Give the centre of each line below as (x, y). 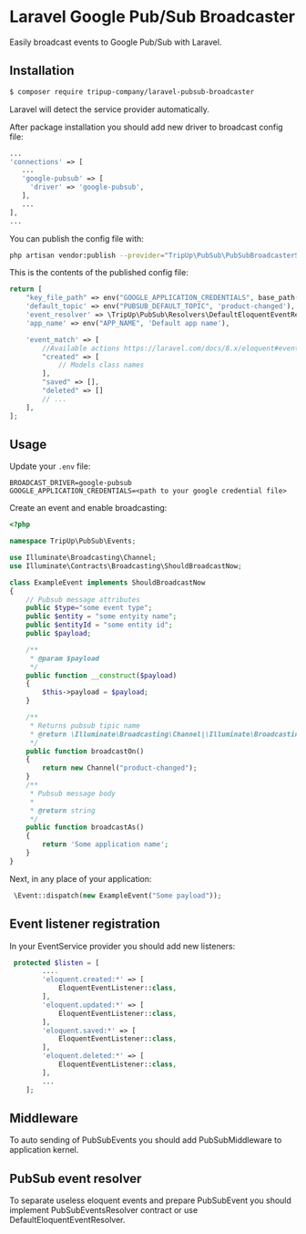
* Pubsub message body (73, 793)
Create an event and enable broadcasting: (88, 508)
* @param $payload (65, 658)
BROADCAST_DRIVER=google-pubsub (71, 483)
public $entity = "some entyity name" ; (102, 617)
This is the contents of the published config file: (99, 273)
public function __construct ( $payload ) (102, 675)
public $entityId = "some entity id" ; (99, 625)
